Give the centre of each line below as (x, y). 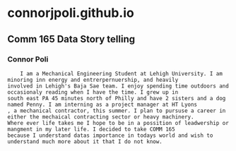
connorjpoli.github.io (71, 13)
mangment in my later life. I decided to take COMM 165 (91, 129)
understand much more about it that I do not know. (85, 141)
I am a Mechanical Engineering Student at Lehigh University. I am (121, 73)
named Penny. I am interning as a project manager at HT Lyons (102, 104)
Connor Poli (28, 59)
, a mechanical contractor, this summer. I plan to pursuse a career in (117, 111)
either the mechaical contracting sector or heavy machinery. (101, 117)
